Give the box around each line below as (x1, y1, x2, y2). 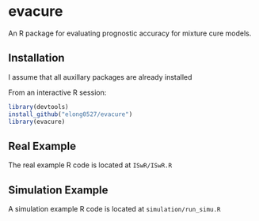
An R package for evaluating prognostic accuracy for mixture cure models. (8, 28, 252, 38)
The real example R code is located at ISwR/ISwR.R (8, 160, 173, 170)
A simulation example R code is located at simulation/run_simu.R (8, 204, 221, 213)
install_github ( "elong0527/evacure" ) (8, 110, 133, 118)
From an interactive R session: (8, 88, 107, 97)
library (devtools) (8, 103, 69, 110)
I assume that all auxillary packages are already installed (8, 72, 192, 81)
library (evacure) (8, 118, 66, 125)
